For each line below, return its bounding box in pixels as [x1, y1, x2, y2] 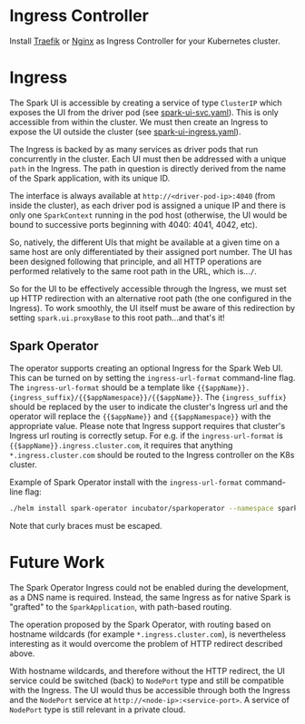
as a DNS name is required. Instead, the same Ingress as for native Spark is [9, 592, 291, 602]
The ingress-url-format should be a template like [9, 382, 195, 393]
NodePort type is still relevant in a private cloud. [9, 704, 186, 715]
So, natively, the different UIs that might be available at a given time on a [9, 237, 280, 248]
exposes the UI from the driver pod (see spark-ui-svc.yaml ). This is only [9, 106, 279, 118]
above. [9, 648, 35, 659]
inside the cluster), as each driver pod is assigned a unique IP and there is [9, 200, 286, 210]
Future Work [9, 552, 105, 572]
